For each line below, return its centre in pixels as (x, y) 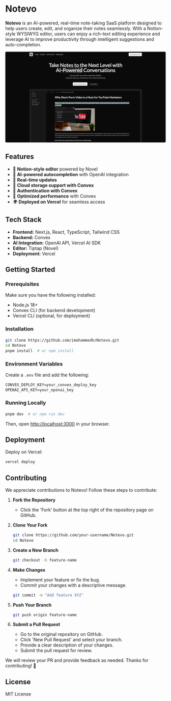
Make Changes (29, 570)
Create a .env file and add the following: (47, 375)
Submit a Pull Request (36, 625)
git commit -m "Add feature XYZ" (48, 595)
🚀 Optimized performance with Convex (54, 196)
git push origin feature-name (45, 615)
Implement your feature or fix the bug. (60, 580)
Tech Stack (23, 220)
